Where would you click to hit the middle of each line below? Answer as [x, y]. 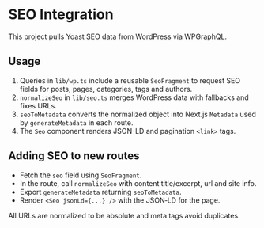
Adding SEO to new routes [74, 156]
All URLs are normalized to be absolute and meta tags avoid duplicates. [124, 215]
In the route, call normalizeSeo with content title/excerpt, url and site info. [138, 183]
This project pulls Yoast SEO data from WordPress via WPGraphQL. [118, 36]
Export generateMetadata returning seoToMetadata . [100, 192]
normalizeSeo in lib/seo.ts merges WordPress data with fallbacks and [134, 97]
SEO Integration [61, 15]
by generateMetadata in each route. [76, 122]
